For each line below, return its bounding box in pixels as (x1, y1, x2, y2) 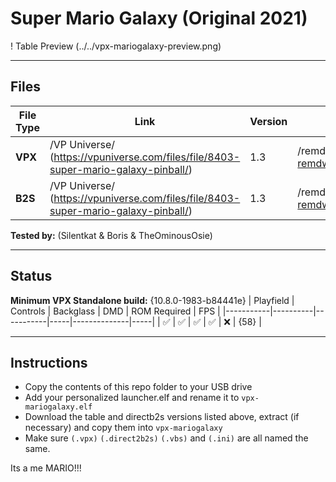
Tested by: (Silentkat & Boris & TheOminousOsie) (10, 229, 213, 241)
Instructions (10, 354, 88, 371)
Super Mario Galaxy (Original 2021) (10, 7, 308, 30)
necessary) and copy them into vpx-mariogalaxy (24, 422, 223, 434)
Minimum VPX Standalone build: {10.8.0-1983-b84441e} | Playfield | (10, 294, 295, 306)
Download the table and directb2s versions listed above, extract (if (24, 411, 300, 423)
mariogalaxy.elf (24, 402, 93, 412)
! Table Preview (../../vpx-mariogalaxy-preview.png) (10, 40, 222, 52)
